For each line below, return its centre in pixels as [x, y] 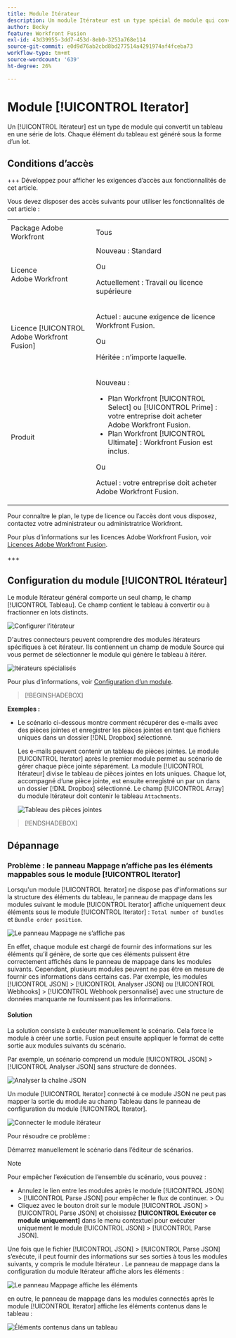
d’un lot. [19, 141]
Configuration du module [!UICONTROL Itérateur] [117, 580]
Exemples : [24, 709]
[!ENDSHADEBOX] [51, 823]
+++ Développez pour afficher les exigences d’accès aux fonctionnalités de [117, 181]
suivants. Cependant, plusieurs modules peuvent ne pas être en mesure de [116, 969]
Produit [23, 437]
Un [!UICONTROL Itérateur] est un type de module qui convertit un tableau [115, 127]
